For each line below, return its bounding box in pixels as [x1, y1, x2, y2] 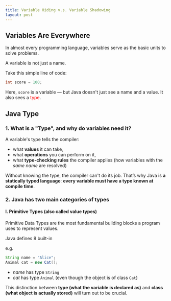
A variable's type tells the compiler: [5, 136, 80, 142]
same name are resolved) [12, 162, 67, 169]
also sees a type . [5, 95, 41, 101]
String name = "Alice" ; [5, 255, 56, 260]
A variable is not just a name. [5, 60, 66, 66]
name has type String [12, 269, 60, 275]
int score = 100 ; [5, 80, 42, 85]
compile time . [5, 183, 35, 189]
